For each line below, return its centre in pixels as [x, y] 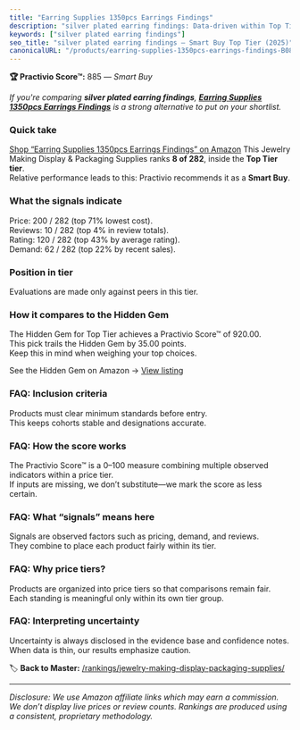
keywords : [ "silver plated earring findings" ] [97, 34]
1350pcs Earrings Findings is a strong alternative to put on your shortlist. [146, 107]
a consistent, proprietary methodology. [81, 716]
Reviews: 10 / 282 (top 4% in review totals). [89, 230]
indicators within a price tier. [62, 474]
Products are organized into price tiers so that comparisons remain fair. [140, 588]
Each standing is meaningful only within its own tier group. [117, 598]
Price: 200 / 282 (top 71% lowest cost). [81, 221]
